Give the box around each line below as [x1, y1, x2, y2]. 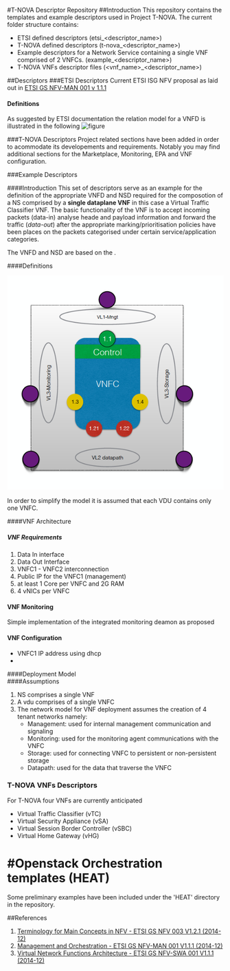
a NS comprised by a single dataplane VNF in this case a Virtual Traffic [7, 199, 209, 207]
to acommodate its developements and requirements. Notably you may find [7, 142, 220, 151]
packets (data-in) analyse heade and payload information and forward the [7, 213, 216, 222]
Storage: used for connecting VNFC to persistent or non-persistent [27, 749, 217, 757]
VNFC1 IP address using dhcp [16, 649, 102, 657]
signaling [27, 727, 54, 735]
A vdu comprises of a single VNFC [16, 698, 115, 706]
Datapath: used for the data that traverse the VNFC [27, 763, 172, 771]
